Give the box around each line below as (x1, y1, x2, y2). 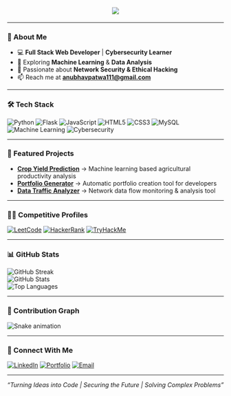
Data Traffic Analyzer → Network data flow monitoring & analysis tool (16, 186, 216, 195)
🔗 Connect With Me (7, 345, 74, 355)
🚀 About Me (7, 32, 47, 41)
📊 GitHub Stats (7, 250, 60, 259)
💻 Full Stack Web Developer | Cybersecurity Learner (16, 48, 173, 56)
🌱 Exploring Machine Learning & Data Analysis (16, 58, 153, 67)
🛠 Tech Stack (7, 100, 54, 109)
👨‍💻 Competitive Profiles (7, 210, 88, 219)
